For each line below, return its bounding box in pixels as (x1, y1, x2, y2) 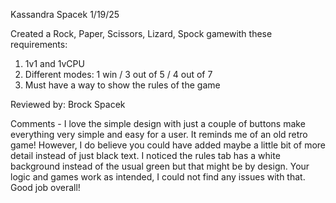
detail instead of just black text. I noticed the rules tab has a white (10, 150, 281, 161)
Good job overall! (10, 182, 81, 193)
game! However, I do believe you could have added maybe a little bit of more (10, 139, 326, 151)
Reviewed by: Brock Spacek (10, 99, 126, 110)
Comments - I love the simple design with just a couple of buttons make (10, 118, 306, 129)
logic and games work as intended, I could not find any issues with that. (10, 171, 306, 183)
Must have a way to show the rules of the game (24, 79, 221, 91)
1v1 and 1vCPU (24, 58, 85, 69)
